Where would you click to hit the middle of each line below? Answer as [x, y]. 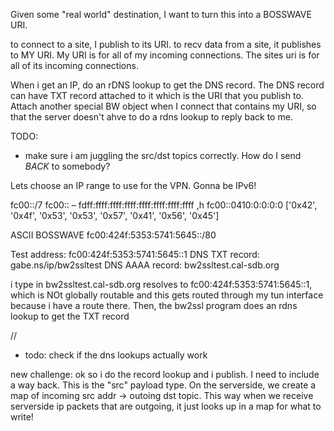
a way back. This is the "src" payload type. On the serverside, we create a [163, 385]
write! [22, 417]
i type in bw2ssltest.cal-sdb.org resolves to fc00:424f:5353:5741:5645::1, [161, 284]
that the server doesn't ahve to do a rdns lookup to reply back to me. [151, 117]
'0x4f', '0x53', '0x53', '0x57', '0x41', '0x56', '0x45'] [115, 215]
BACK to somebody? [67, 166]
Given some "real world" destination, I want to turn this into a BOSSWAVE [161, 14]
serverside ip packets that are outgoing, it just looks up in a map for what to [166, 406]
